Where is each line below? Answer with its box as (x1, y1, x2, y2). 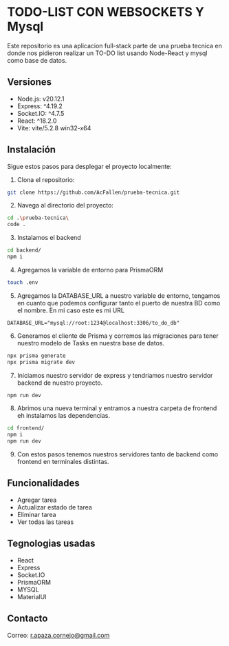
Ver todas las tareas (17, 518, 74, 526)
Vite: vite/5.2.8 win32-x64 (17, 123, 91, 132)
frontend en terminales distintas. (17, 458, 109, 466)
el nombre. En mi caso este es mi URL (17, 306, 125, 314)
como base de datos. (7, 56, 67, 64)
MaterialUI (17, 592, 47, 600)
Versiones (7, 77, 52, 88)
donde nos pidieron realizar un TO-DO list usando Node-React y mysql (7, 49, 208, 57)
